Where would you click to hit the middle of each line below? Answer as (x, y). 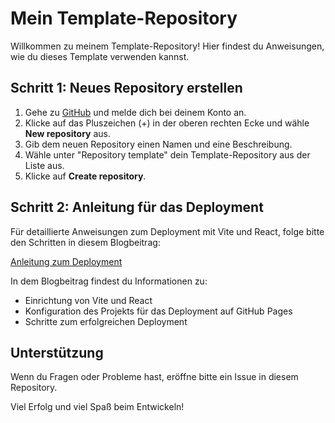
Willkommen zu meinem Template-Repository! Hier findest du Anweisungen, (167, 46)
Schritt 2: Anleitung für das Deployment (137, 207)
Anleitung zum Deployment (66, 261)
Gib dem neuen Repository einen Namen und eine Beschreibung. (158, 144)
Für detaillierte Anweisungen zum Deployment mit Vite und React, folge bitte (167, 231)
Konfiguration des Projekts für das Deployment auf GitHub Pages (158, 311)
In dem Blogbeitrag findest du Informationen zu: (109, 281)
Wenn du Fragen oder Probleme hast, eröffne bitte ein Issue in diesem (154, 377)
